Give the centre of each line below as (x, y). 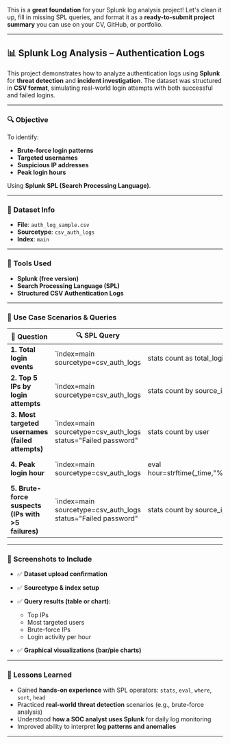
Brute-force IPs (49, 629)
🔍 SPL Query (98, 335)
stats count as (170, 358)
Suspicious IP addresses (53, 165)
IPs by (21, 386)
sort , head (31, 697)
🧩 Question (29, 337)
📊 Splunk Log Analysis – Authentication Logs (106, 53)
